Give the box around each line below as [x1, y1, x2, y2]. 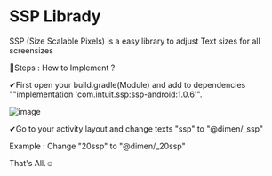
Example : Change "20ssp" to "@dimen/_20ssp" [9, 140, 186, 151]
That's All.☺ [9, 157, 55, 168]
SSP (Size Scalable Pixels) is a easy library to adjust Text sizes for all [9, 36, 260, 46]
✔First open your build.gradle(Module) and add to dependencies [9, 79, 246, 90]
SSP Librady [9, 6, 101, 27]
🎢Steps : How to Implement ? [9, 62, 116, 73]
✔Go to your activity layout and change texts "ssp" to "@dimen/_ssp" [9, 123, 264, 134]
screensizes [9, 44, 53, 55]
